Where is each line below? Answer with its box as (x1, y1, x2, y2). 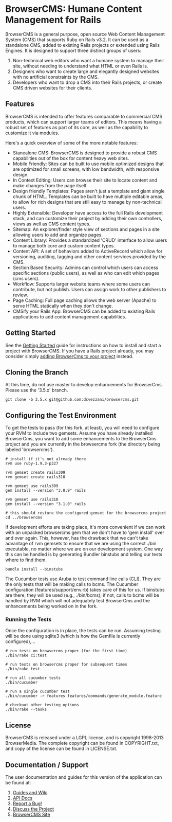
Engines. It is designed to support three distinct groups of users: (5, 47, 142, 53)
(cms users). (12, 275, 40, 281)
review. (12, 292, 28, 298)
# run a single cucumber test (5, 689, 70, 694)
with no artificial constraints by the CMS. (12, 74, 99, 80)
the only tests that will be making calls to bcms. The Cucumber (5, 581, 139, 587)
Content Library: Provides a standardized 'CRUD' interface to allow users (12, 237, 167, 243)
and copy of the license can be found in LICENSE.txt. (5, 745, 118, 752)
